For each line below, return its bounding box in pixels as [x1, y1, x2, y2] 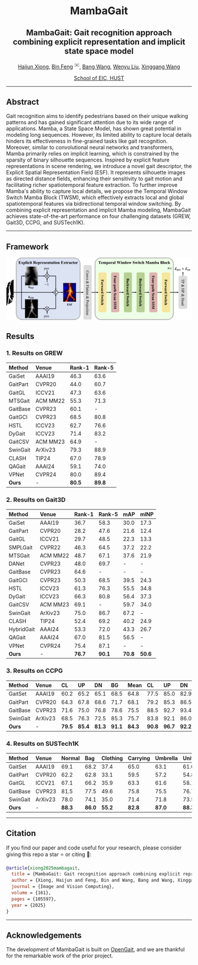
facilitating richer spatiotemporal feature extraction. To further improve [6, 182, 178, 189]
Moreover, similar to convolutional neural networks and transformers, [6, 144, 174, 151]
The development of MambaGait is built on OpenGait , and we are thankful [6, 946, 185, 953]
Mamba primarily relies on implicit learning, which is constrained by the [6, 150, 179, 157]
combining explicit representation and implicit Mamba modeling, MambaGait [6, 206, 192, 213]
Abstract [6, 97, 39, 107]
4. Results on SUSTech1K [6, 739, 80, 747]
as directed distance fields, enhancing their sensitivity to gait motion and [6, 175, 183, 182]
